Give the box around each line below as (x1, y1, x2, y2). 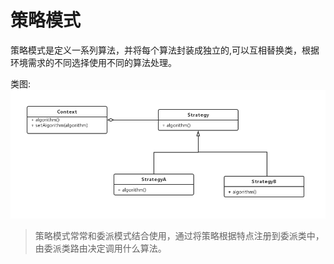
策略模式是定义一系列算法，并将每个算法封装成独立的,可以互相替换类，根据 (10, 44, 320, 56)
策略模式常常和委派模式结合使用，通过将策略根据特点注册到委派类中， (34, 229, 325, 241)
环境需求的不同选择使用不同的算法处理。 (10, 56, 177, 68)
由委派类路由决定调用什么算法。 (34, 242, 167, 254)
